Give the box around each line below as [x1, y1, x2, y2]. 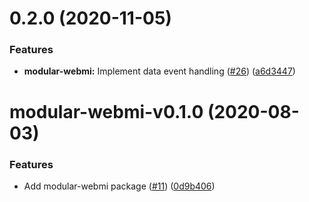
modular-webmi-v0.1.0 [9, 100, 204, 123]
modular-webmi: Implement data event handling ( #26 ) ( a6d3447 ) [23, 65, 296, 77]
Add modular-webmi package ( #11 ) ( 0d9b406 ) [23, 180, 216, 192]
